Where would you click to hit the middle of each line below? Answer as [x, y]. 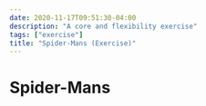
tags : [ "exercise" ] [46, 34]
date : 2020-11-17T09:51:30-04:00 [73, 18]
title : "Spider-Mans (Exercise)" [73, 43]
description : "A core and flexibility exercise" [103, 26]
